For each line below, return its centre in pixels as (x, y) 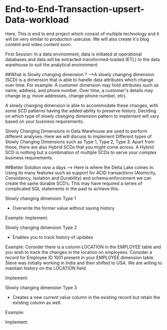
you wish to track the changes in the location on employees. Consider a (79, 252)
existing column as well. (37, 302)
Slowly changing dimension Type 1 (41, 198)
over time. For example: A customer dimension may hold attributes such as (82, 85)
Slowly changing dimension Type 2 (41, 227)
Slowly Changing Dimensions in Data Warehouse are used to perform (76, 131)
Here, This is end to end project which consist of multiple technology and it (82, 34)
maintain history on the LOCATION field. (46, 268)
